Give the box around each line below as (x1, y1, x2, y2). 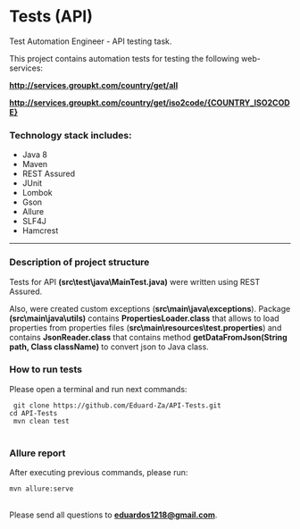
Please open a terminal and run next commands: (9, 383, 187, 394)
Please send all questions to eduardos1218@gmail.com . (9, 509, 218, 520)
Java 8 (21, 149, 47, 160)
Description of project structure (9, 256, 150, 269)
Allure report (9, 447, 66, 459)
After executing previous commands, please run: (9, 467, 188, 478)
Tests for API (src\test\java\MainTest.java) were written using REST (9, 276, 261, 287)
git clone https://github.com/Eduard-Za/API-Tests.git (12, 400, 221, 410)
